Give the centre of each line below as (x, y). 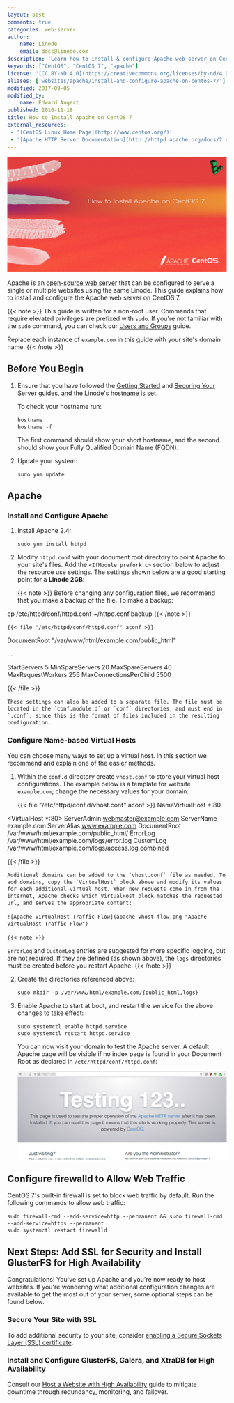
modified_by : (26, 95)
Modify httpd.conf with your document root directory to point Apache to (121, 557)
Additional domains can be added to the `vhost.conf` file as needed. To (117, 875)
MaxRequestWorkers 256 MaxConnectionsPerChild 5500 (89, 675)
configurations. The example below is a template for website (104, 784)
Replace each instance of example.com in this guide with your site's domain (114, 339)
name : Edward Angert (49, 103)
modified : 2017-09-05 (39, 88)
